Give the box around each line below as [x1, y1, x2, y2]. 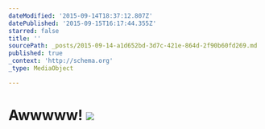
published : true [8, 49, 63, 57]
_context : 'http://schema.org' [8, 57, 114, 65]
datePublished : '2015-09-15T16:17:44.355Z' [8, 19, 157, 27]
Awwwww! [8, 106, 83, 124]
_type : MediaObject [8, 64, 74, 73]
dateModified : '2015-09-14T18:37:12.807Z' [8, 11, 153, 20]
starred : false [8, 27, 60, 35]
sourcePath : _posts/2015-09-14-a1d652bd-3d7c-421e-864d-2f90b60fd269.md [8, 42, 258, 50]
